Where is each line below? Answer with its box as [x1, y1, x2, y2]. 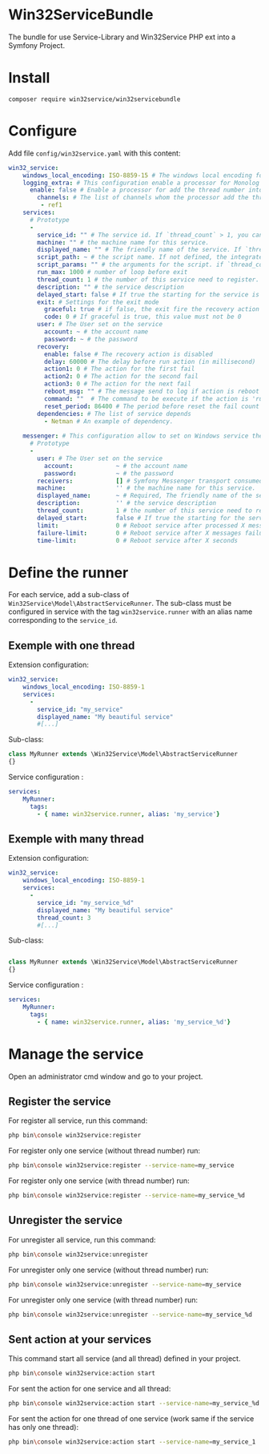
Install [8, 69, 50, 87]
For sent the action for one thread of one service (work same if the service [8, 1414, 255, 1424]
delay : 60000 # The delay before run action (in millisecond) [43, 357, 256, 366]
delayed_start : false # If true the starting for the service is [37, 290, 260, 298]
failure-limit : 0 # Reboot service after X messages [37, 529, 242, 537]
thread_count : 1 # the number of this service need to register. [37, 275, 260, 284]
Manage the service [8, 1044, 144, 1063]
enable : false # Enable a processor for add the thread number [29, 186, 246, 194]
